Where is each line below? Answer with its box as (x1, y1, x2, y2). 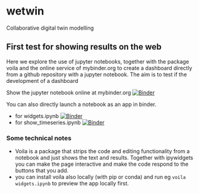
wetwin (6, 4, 44, 18)
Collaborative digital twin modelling (6, 24, 94, 31)
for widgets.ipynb (15, 112, 59, 119)
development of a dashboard (6, 77, 79, 84)
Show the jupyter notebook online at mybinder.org (6, 89, 131, 96)
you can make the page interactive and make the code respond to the (15, 160, 189, 168)
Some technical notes (6, 134, 71, 142)
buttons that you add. (15, 167, 69, 174)
